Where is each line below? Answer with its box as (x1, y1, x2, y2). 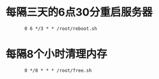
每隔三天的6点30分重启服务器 (5, 5, 153, 19)
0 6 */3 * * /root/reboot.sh (24, 25, 97, 32)
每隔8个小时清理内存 (5, 47, 107, 61)
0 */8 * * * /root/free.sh (24, 67, 92, 74)
